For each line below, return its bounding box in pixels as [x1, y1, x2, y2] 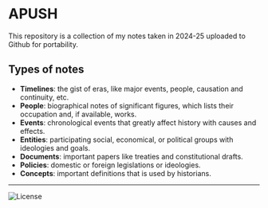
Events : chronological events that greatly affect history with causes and [19, 117, 257, 128]
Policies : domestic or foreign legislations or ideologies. [19, 160, 201, 170]
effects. [19, 126, 45, 135]
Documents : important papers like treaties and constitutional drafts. [19, 151, 243, 161]
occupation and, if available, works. [19, 109, 137, 119]
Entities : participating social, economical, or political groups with [19, 135, 234, 144]
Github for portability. [8, 39, 78, 49]
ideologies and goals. [19, 143, 91, 152]
